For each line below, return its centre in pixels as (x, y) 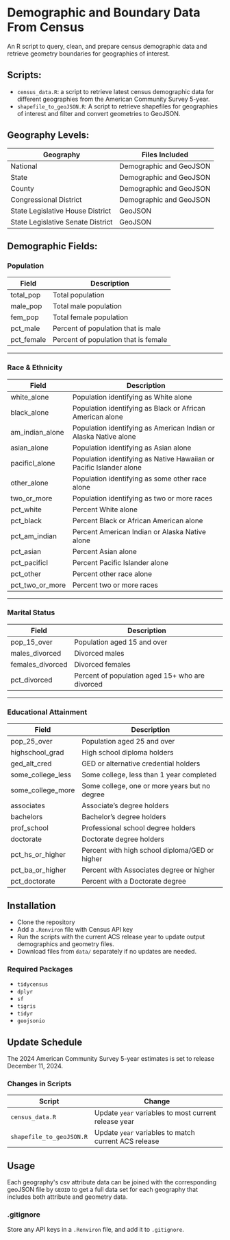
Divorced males (99, 653)
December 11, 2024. (35, 1066)
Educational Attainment (47, 712)
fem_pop (25, 317)
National (24, 166)
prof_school (30, 828)
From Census (46, 27)
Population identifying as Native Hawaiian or (143, 459)
